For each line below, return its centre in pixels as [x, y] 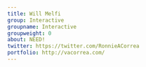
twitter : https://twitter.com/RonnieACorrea [73, 46]
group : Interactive [36, 20]
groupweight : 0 [29, 33]
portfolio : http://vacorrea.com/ [56, 53]
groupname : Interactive [42, 27]
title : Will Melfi [34, 14]
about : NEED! [26, 40]
